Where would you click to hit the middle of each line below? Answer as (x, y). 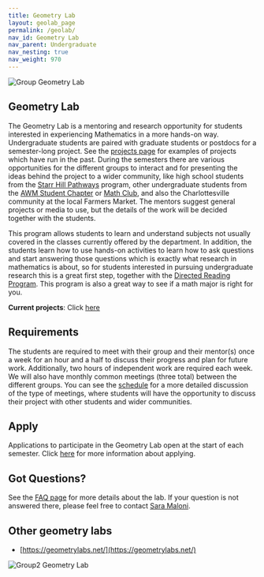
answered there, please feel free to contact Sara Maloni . (99, 506)
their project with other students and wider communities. (100, 401)
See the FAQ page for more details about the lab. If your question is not (123, 497)
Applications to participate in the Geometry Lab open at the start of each (126, 445)
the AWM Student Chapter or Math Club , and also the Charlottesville (119, 193)
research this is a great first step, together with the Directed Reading (119, 275)
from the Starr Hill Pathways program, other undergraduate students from (128, 184)
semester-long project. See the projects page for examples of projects (122, 151)
